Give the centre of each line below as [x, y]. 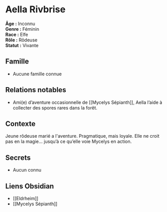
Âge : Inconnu [20, 24]
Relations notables [36, 90]
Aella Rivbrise [35, 9]
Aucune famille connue [37, 74]
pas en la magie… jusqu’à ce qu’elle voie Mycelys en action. [69, 141]
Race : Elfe [17, 34]
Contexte [21, 124]
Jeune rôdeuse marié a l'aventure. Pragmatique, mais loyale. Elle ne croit [82, 136]
